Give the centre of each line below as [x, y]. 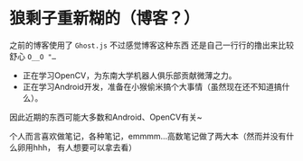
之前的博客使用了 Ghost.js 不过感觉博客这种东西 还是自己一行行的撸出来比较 [152, 45]
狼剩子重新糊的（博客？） [105, 18]
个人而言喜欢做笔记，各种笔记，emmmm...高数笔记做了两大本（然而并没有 [148, 136]
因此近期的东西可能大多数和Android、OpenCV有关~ [106, 117]
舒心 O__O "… [33, 56]
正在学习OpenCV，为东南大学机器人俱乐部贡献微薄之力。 [129, 75]
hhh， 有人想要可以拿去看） [85, 147]
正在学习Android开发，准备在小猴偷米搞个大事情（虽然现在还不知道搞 [152, 86]
